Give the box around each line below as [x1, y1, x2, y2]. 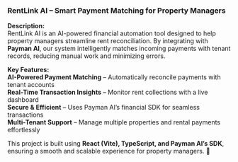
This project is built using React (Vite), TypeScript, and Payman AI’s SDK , [7, 139, 225, 148]
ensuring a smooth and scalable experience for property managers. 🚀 [7, 147, 210, 156]
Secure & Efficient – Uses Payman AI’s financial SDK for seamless [7, 103, 200, 112]
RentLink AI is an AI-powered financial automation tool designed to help [7, 29, 216, 37]
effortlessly [7, 126, 40, 134]
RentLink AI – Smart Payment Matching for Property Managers [7, 6, 226, 16]
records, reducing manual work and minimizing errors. [7, 52, 166, 60]
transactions [7, 110, 44, 119]
